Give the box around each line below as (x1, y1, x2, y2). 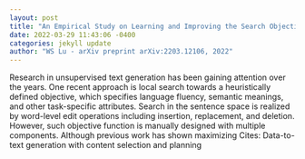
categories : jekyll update (9, 38, 112, 48)
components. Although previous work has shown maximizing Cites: (9, 130, 261, 141)
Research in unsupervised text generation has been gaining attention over (9, 72, 286, 83)
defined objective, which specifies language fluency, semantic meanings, (9, 92, 284, 103)
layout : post (9, 13, 59, 23)
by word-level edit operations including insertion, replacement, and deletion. (9, 111, 295, 122)
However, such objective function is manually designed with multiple (9, 120, 266, 132)
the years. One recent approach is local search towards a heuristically (9, 82, 271, 93)
